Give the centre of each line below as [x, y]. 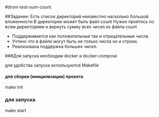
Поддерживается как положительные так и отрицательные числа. [81, 36]
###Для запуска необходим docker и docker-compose [61, 56]
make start [16, 110]
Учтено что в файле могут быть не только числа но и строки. [75, 41]
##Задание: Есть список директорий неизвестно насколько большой [77, 16]
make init [14, 87]
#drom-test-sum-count [28, 7]
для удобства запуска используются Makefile [52, 65]
